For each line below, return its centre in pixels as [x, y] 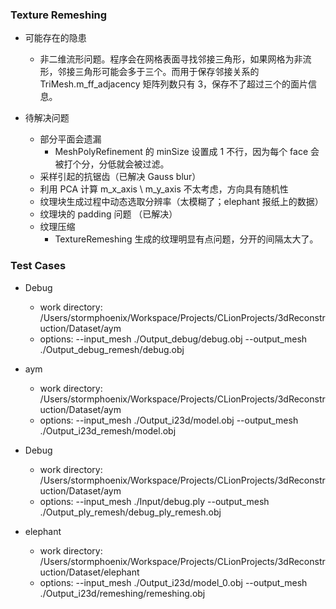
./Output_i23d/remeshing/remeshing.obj [122, 593]
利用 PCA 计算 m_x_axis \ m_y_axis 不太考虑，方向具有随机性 [164, 189]
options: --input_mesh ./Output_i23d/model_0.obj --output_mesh [173, 582]
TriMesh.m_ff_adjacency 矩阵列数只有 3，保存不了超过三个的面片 [174, 84]
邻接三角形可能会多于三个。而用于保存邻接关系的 [158, 72]
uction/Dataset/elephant [89, 572]
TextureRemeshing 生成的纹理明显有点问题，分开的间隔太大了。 [186, 239]
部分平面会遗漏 [70, 139]
